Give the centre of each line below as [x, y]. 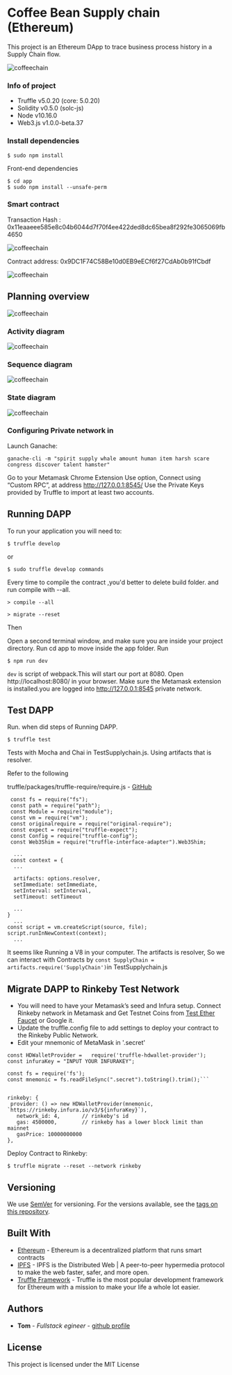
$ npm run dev [28, 661]
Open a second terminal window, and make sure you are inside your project [115, 641]
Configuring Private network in [60, 431]
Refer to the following [38, 773]
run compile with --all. [39, 589]
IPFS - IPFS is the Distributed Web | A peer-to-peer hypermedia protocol [121, 1265]
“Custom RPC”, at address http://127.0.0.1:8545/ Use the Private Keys [106, 485]
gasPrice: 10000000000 [49, 1135]
